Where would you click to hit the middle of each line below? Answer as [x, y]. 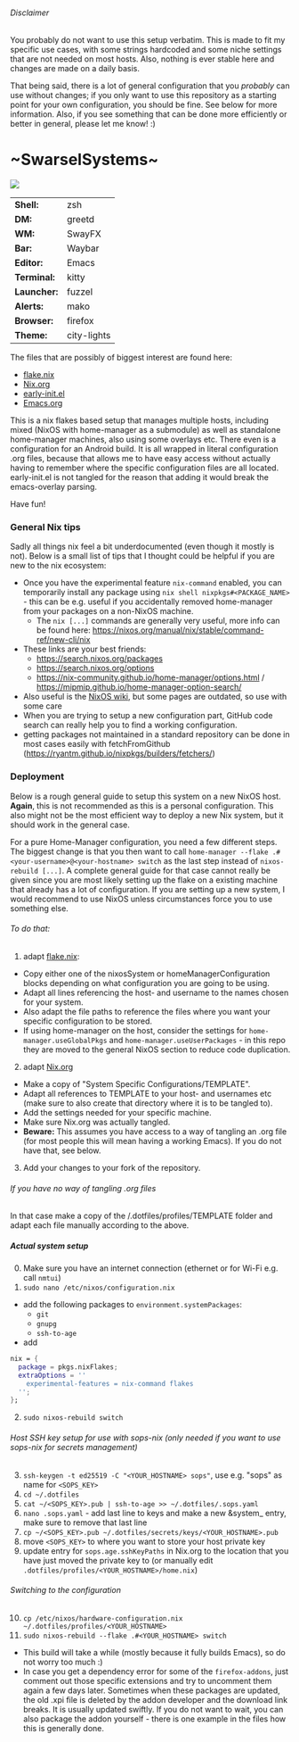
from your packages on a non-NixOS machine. [108, 611]
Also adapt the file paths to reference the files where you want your [146, 1011]
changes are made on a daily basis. [75, 69]
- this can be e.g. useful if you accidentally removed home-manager [148, 601]
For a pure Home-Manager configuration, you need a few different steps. [144, 842]
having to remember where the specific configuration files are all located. [145, 468]
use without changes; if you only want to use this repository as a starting [143, 95]
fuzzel [80, 292]
